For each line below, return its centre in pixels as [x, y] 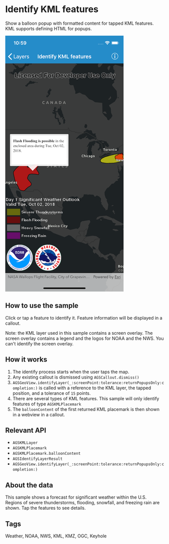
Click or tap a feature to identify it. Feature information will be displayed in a [84, 318]
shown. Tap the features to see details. [46, 508]
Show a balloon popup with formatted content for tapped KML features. [79, 23]
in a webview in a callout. [39, 414]
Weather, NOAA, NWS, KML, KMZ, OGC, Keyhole [56, 536]
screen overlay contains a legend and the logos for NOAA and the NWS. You [84, 338]
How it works [26, 360]
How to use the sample [42, 306]
